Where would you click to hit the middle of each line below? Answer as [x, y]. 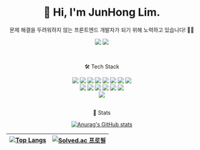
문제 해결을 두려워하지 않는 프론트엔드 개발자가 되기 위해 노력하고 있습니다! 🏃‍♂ [102, 30]
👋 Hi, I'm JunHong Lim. [102, 12]
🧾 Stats [102, 112]
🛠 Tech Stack [102, 67]
